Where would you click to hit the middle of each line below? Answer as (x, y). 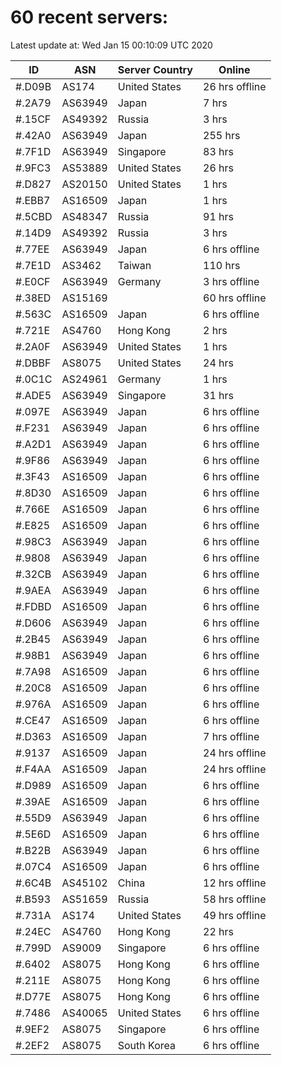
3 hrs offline (231, 281)
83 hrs (218, 151)
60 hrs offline (235, 298)
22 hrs (218, 931)
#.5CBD (34, 216)
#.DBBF (33, 363)
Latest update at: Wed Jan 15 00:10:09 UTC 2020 (111, 45)
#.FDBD (33, 606)
